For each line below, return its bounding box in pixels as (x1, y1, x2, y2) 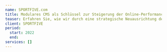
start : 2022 (9, 30, 35, 35)
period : (5, 26, 21, 31)
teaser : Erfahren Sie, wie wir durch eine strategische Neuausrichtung (5, 16, 157, 21)
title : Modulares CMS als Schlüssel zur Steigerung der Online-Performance (5, 12, 166, 17)
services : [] (5, 40, 32, 45)
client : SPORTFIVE (5, 21, 43, 26)
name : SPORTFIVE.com (5, 7, 48, 12)
